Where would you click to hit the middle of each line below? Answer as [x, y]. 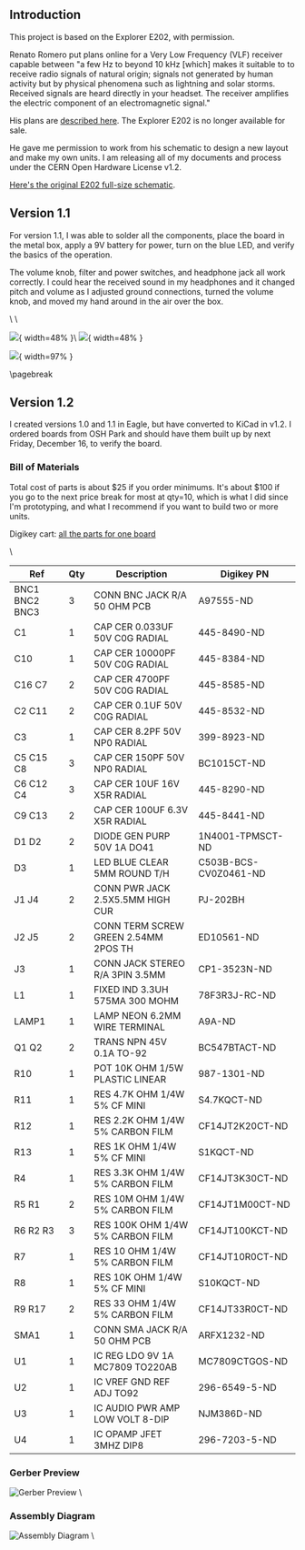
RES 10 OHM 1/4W [135, 1251]
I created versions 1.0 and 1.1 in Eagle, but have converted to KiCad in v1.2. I [151, 424]
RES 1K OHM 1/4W [135, 1146]
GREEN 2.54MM [128, 937]
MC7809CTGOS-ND [243, 1361]
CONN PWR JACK [132, 888]
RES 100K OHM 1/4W [141, 1224]
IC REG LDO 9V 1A [134, 1355]
